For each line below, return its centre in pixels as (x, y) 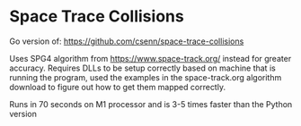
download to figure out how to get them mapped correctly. (118, 87)
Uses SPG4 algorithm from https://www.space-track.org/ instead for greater (150, 58)
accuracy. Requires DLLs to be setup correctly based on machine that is (142, 68)
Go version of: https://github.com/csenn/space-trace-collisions (127, 41)
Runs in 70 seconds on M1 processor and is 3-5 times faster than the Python (151, 104)
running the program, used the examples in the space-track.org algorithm (146, 77)
